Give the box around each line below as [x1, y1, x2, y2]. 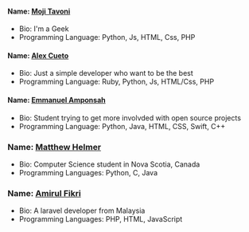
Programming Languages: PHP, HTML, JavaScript [18, 214, 183, 224]
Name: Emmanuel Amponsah [7, 96, 107, 104]
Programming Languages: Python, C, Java [18, 167, 158, 177]
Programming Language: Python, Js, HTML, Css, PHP [18, 33, 196, 42]
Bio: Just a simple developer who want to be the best [18, 69, 194, 78]
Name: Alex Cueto [7, 50, 69, 60]
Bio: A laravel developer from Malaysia [18, 206, 146, 215]
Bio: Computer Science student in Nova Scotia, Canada [18, 159, 200, 169]
